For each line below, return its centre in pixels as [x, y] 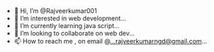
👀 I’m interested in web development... [70, 18]
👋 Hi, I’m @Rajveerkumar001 [55, 11]
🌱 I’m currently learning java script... [67, 26]
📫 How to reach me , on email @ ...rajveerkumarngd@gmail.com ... [111, 41]
